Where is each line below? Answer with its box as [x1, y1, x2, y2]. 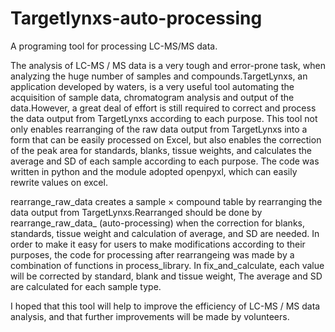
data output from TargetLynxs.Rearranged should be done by [10, 206, 263, 218]
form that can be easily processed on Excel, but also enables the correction [10, 133, 322, 146]
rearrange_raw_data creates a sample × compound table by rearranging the [10, 195, 323, 207]
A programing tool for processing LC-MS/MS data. [10, 40, 218, 52]
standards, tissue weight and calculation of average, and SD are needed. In [10, 227, 320, 239]
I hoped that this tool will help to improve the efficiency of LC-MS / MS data [10, 300, 321, 312]
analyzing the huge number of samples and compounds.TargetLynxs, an [10, 70, 308, 82]
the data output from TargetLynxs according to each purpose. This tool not [10, 112, 318, 124]
